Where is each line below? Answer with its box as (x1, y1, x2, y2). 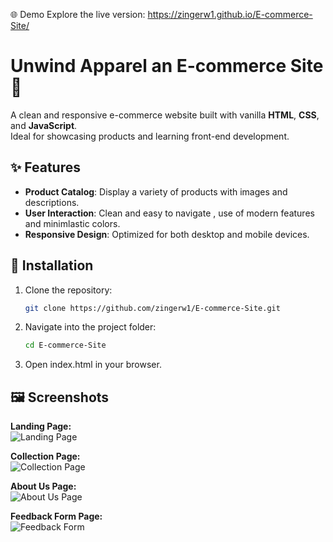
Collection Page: (10, 450, 81, 463)
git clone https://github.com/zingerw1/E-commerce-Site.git (24, 303, 281, 313)
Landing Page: (10, 420, 72, 433)
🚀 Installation (10, 257, 94, 274)
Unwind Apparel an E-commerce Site (10, 55, 324, 78)
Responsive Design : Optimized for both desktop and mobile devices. (24, 228, 310, 240)
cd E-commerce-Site (24, 340, 107, 351)
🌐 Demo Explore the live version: (10, 9, 146, 20)
